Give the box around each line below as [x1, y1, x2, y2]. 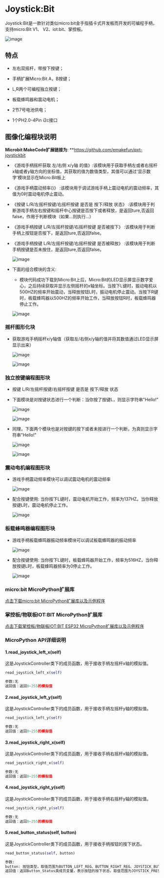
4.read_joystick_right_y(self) [5, 784, 65, 790]
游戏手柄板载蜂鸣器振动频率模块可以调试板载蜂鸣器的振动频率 [12, 537, 137, 543]
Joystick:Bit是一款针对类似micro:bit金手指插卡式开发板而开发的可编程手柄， [5, 20, 157, 26]
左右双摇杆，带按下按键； [12, 65, 64, 71]
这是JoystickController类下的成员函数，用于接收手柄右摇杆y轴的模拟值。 [5, 796, 151, 801]
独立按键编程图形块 [5, 374, 50, 381]
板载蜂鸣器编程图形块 [5, 525, 55, 532]
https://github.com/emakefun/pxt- [74, 146, 143, 152]
